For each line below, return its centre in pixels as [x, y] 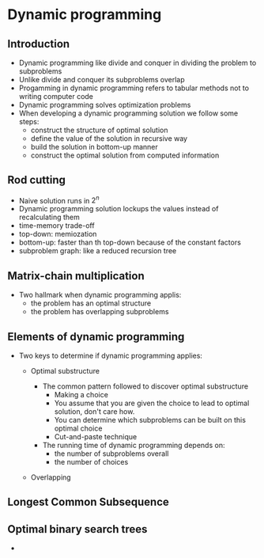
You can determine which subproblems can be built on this [150, 420]
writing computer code [56, 96]
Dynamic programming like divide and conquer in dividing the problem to [138, 63]
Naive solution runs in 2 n [59, 199]
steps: [29, 121]
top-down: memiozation [58, 234]
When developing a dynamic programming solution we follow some [128, 113]
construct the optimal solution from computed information [125, 155]
